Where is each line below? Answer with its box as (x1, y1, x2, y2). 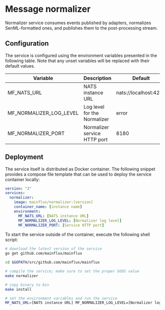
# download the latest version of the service (5, 246, 102, 251)
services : (5, 191, 26, 195)
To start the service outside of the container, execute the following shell (5, 232, 150, 237)
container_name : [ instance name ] (14, 204, 82, 209)
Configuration (5, 39, 49, 48)
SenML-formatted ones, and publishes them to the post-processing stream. (5, 25, 158, 31)
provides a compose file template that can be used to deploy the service (5, 171, 152, 177)
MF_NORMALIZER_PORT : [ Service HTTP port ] (18, 223, 105, 228)
